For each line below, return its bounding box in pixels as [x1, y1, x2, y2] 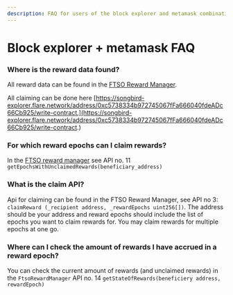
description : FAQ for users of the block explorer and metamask [7, 10, 197, 17]
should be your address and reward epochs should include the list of [7, 210, 203, 218]
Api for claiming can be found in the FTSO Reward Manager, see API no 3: [7, 195, 218, 204]
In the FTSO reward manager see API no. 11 [7, 157, 130, 165]
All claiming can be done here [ [7, 94, 96, 102]
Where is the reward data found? [7, 64, 120, 74]
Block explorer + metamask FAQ [7, 39, 196, 55]
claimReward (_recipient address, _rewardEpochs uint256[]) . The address [7, 202, 224, 211]
